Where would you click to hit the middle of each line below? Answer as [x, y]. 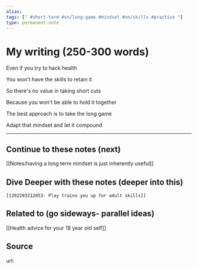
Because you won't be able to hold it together [61, 102]
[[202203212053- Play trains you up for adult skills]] [76, 195]
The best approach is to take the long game [59, 114]
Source [20, 246]
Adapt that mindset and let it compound [54, 125]
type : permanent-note [33, 22]
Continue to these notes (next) [63, 149]
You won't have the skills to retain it [49, 80]
